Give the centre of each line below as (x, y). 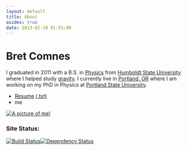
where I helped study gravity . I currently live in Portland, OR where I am (91, 78)
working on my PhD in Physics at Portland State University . (77, 85)
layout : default (26, 11)
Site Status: (23, 128)
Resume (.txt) (31, 96)
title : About (22, 17)
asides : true (22, 22)
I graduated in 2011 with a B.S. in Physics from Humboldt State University (93, 73)
